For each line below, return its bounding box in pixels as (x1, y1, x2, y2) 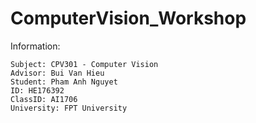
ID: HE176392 (10, 85, 65, 96)
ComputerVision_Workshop (10, 7, 247, 30)
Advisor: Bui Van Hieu (10, 68, 105, 78)
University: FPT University (10, 103, 128, 113)
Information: (10, 40, 61, 52)
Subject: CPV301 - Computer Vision (10, 59, 159, 69)
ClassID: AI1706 (10, 94, 78, 104)
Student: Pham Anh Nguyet (10, 77, 118, 87)
